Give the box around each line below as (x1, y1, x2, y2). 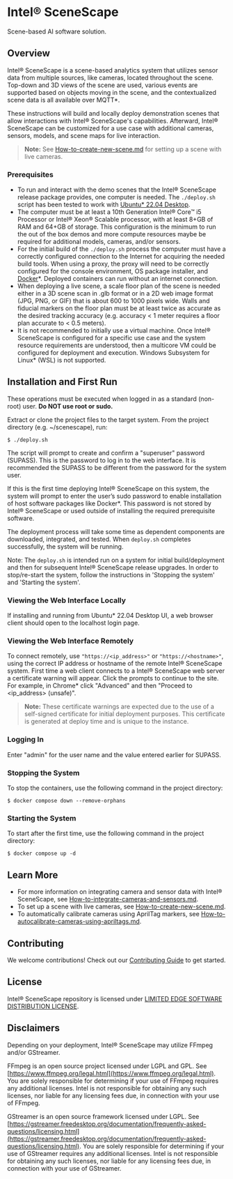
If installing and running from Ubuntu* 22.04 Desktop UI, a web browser (7, 611, 214, 620)
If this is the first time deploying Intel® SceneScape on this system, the (7, 484, 210, 492)
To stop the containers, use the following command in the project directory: (7, 784, 223, 792)
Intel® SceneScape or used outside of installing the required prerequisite (7, 506, 216, 515)
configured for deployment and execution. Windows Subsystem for (17, 349, 210, 357)
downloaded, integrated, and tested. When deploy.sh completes (7, 535, 191, 543)
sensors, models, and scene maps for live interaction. (7, 131, 161, 139)
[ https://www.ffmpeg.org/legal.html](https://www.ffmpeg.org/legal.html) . (7, 1069, 216, 1077)
